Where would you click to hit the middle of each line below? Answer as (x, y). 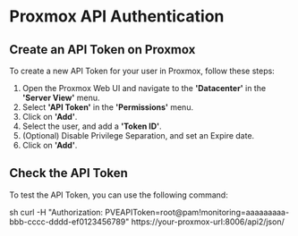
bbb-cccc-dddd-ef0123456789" (69, 222)
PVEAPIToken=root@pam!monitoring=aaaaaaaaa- (197, 212)
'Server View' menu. (61, 97)
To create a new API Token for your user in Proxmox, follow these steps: (142, 71)
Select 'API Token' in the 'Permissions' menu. (108, 107)
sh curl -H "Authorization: (56, 212)
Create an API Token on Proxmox (102, 50)
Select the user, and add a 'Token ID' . (92, 126)
